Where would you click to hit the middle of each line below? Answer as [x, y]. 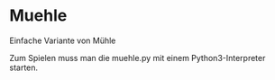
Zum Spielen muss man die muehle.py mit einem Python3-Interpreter [137, 58]
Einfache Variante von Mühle [63, 40]
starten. [24, 67]
